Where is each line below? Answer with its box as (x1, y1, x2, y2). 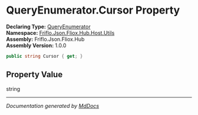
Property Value (6, 70, 63, 80)
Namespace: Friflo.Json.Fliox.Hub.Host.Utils (6, 29, 115, 36)
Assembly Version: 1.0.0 (6, 42, 67, 49)
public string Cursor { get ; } (6, 53, 83, 59)
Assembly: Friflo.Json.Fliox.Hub (6, 35, 85, 42)
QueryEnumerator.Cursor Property (6, 4, 180, 17)
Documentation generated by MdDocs (6, 102, 99, 109)
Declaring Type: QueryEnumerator (6, 23, 91, 30)
